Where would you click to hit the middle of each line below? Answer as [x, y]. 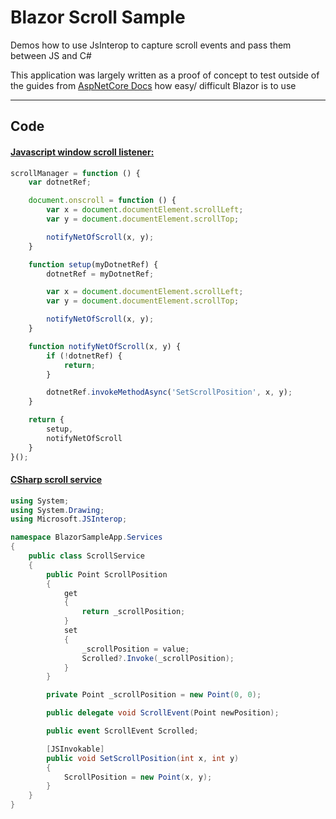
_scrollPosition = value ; [135, 649]
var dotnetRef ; [60, 182]
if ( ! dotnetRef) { [84, 356]
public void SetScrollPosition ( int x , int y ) [143, 758]
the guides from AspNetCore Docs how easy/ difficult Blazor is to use [153, 85]
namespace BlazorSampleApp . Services [86, 537]
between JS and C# [51, 55]
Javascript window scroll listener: [82, 152]
